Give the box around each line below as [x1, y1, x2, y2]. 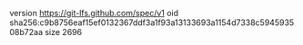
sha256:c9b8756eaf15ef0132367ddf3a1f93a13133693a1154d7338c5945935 [9, 17, 295, 28]
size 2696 [45, 27, 83, 37]
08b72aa [9, 27, 44, 37]
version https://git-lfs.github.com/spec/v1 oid [9, 8, 179, 18]
